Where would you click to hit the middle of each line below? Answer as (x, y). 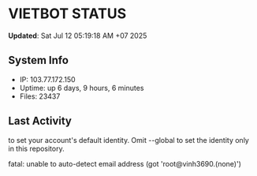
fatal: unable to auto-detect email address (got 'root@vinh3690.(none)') (125, 163)
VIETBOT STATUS (67, 14)
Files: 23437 (40, 96)
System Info (39, 60)
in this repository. (36, 148)
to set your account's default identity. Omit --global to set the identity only (129, 140)
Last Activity (40, 121)
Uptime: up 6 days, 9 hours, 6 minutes (82, 88)
